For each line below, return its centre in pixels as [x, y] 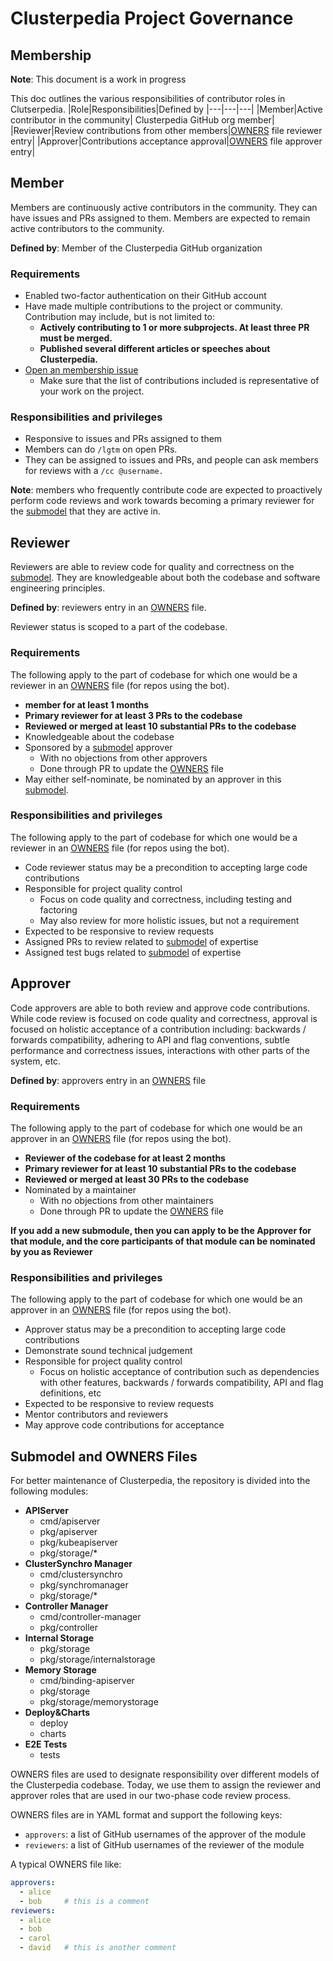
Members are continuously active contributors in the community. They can [164, 207]
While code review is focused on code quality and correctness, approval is [164, 1018]
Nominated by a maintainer [80, 1189]
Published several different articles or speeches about [155, 349]
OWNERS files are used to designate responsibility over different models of [165, 1774]
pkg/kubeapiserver [78, 1543]
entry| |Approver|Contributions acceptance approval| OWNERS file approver [166, 141]
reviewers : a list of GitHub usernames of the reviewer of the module [164, 1845]
